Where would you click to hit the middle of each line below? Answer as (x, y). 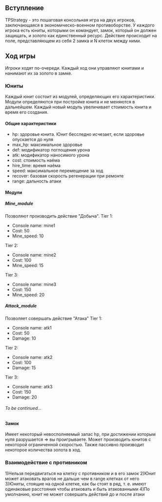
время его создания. (27, 112)
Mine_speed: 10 (28, 236)
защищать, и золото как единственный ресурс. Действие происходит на (81, 35)
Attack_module (21, 306)
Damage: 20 (24, 397)
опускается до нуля (33, 140)
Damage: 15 (24, 368)
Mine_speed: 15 (28, 265)
